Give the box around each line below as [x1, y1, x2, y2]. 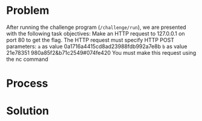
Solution [6, 104, 49, 118]
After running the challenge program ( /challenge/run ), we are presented [6, 23, 186, 31]
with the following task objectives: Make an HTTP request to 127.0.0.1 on [6, 29, 185, 37]
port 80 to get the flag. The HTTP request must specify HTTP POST [6, 36, 175, 43]
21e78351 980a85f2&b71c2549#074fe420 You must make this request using [6, 49, 197, 56]
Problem [6, 4, 49, 17]
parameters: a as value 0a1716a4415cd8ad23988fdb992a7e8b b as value [6, 43, 188, 50]
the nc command [6, 55, 48, 63]
